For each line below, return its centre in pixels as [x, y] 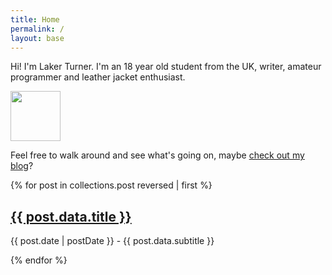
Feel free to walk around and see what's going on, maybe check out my [157, 155]
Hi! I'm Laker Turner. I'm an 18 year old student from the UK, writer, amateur [166, 67]
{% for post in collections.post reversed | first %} [111, 185]
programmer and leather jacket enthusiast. [98, 77]
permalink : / [37, 29]
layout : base [37, 38]
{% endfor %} [39, 260]
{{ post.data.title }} [71, 216]
